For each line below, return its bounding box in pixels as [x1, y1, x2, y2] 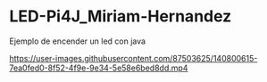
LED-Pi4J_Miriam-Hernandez [9, 6, 232, 27]
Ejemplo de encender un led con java [9, 36, 146, 46]
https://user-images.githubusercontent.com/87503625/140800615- [9, 53, 258, 63]
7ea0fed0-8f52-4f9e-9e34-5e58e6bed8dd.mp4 [9, 62, 188, 73]
